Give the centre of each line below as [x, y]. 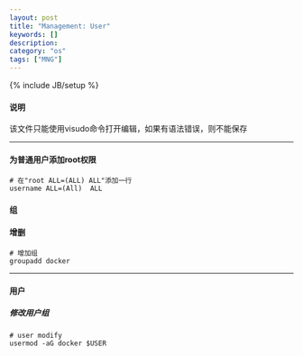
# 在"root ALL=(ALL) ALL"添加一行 [71, 181]
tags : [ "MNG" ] [36, 59]
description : [34, 43]
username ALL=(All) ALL [56, 189]
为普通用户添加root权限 [53, 160]
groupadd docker [40, 261]
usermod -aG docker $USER [58, 343]
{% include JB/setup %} [54, 85]
